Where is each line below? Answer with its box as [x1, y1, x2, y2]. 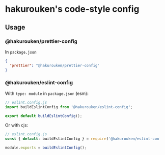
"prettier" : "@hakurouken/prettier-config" [9, 63, 100, 68]
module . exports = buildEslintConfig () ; [5, 145, 87, 151]
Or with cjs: [5, 122, 28, 128]
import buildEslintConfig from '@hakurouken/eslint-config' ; [5, 104, 133, 109]
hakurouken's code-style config [5, 3, 139, 15]
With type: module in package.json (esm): [5, 90, 89, 96]
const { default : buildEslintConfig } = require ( [5, 136, 109, 141]
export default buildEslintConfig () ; [5, 113, 82, 119]
